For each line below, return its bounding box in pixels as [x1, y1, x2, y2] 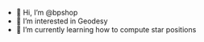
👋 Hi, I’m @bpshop [15, 8, 78, 17]
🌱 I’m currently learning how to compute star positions [15, 25, 197, 34]
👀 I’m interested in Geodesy [15, 16, 108, 26]
